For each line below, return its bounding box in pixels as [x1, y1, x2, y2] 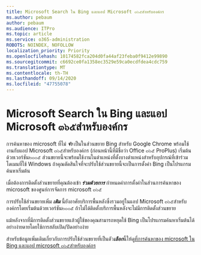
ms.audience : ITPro [6, 25, 55, 32]
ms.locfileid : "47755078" [6, 81, 71, 87]
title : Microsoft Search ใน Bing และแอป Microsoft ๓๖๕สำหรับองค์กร [6, 8, 164, 15]
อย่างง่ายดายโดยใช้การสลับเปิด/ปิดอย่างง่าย [6, 223, 89, 230]
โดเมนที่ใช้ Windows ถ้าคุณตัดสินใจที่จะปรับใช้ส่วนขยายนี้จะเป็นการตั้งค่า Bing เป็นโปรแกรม [6, 160, 191, 168]
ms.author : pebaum [6, 14, 52, 20]
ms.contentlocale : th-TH [6, 70, 68, 76]
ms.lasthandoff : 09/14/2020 [6, 75, 77, 81]
